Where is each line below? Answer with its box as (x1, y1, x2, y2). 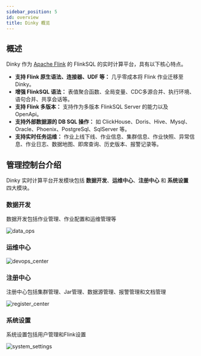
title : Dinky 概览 (6, 20, 50, 26)
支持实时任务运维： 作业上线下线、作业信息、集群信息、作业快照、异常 (14, 133, 190, 141)
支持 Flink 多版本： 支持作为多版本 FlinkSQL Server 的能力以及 (14, 103, 169, 111)
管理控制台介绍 (6, 160, 62, 170)
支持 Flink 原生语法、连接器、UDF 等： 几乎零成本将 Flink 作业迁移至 (14, 73, 184, 81)
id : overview (6, 14, 39, 20)
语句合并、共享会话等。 (14, 96, 73, 103)
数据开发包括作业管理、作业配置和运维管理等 (6, 215, 117, 223)
